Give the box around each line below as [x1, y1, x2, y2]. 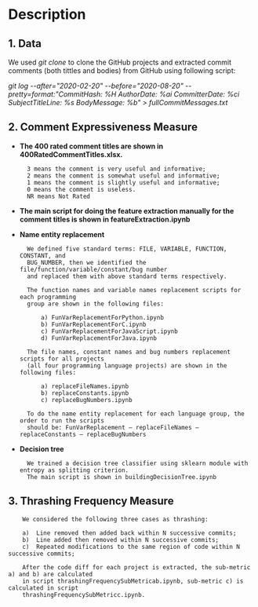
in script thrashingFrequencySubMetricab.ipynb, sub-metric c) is [22, 577, 244, 585]
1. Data [8, 37, 42, 50]
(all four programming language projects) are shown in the [27, 361, 227, 370]
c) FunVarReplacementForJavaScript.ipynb [40, 327, 178, 335]
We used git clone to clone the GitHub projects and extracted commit [8, 57, 232, 67]
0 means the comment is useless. [27, 185, 136, 193]
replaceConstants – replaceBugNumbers [19, 430, 147, 438]
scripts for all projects [19, 355, 104, 363]
